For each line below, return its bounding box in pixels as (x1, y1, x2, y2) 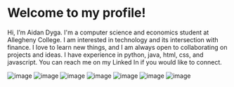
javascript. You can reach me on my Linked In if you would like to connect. (7, 58, 223, 66)
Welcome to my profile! (7, 5, 146, 21)
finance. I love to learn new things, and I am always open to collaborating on (7, 43, 228, 51)
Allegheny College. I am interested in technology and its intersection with (7, 35, 219, 43)
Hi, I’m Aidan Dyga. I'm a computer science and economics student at (7, 28, 209, 36)
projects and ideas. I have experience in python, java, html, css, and (7, 51, 204, 59)
